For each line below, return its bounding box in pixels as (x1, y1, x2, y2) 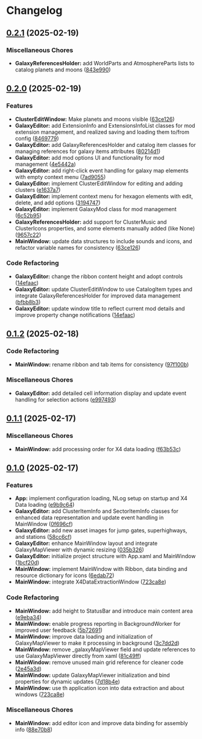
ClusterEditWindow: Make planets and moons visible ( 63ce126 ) (14, 116, 175, 123)
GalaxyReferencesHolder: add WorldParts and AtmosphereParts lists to (14, 59, 195, 67)
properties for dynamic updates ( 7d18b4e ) (14, 678, 121, 685)
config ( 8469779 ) (14, 134, 59, 142)
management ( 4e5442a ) (14, 160, 77, 168)
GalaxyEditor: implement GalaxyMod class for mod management (14, 205, 177, 212)
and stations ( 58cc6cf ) (14, 533, 72, 541)
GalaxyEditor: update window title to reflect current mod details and (14, 305, 185, 312)
